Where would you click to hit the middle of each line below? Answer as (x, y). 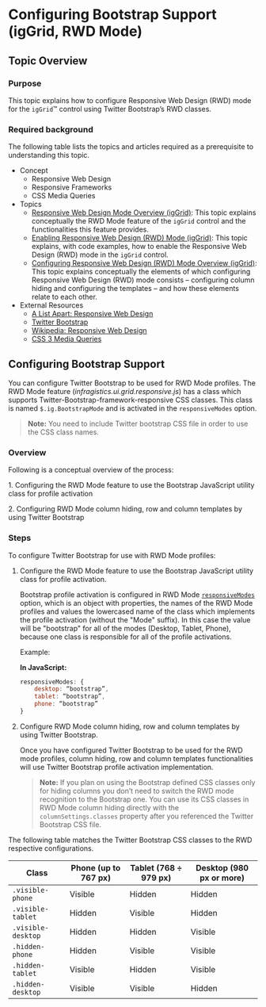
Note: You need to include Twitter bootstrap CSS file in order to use (138, 423)
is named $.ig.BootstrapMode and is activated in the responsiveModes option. (133, 408)
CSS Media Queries (63, 196)
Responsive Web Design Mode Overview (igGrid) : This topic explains (144, 213)
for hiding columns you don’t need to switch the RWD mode (137, 791)
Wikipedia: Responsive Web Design (89, 331)
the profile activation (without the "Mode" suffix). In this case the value (135, 619)
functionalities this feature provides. (90, 230)
